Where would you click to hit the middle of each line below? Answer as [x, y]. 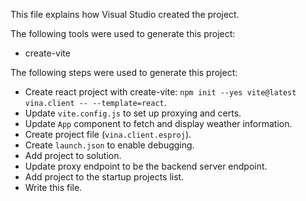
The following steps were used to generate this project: [124, 72]
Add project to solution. [73, 155]
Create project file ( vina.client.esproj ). [108, 134]
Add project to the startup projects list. [104, 177]
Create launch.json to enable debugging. [109, 145]
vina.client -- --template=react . [95, 102]
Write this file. [53, 187]
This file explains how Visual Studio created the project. [125, 14]
